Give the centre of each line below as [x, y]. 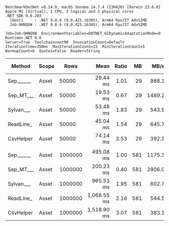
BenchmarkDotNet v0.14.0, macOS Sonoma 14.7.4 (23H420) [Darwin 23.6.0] [83, 7]
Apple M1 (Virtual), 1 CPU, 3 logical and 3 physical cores [70, 12]
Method [21, 66]
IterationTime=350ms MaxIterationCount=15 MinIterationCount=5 [75, 47]
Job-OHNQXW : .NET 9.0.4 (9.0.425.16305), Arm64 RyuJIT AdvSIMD [78, 25]
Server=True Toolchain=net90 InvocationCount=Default [65, 42]
